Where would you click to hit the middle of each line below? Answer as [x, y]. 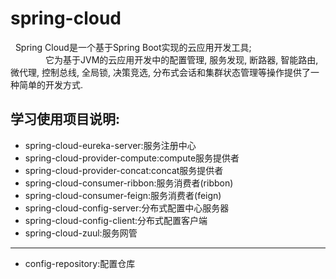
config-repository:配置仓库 [80, 263]
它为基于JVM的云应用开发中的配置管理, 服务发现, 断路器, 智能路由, [181, 59]
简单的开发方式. [51, 84]
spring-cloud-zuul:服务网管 [81, 233]
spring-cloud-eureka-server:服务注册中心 [110, 145]
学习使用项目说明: [65, 119]
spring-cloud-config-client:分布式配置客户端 [116, 220]
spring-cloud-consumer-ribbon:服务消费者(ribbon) [129, 183]
